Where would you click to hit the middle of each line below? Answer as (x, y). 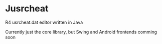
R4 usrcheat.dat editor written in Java (44, 22)
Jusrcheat (27, 9)
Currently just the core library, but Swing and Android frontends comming (81, 32)
